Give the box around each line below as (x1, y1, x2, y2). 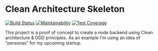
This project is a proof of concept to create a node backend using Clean (5, 29, 154, 35)
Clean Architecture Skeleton (5, 3, 125, 15)
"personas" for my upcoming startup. (5, 40, 82, 46)
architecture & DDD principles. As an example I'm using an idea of (5, 35, 141, 41)
